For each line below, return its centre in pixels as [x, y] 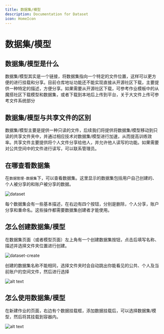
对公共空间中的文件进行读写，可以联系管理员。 [52, 149]
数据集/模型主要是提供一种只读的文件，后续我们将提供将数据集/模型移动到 [79, 130]
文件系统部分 [22, 101]
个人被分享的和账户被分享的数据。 [39, 184]
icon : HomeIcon [20, 19]
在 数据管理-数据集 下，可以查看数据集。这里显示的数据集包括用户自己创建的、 [81, 178]
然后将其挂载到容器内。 [37, 316]
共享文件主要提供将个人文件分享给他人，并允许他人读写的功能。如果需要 [86, 142]
